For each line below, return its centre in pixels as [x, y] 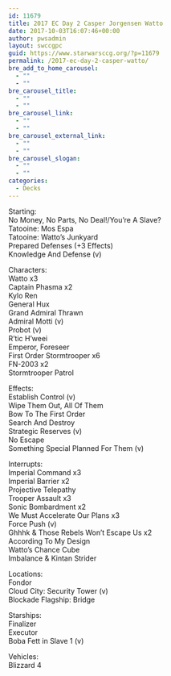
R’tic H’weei [28, 338]
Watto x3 [23, 278]
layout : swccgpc [35, 46]
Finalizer [22, 624]
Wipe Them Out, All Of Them [56, 405]
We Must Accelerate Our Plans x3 [64, 515]
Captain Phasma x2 [41, 286]
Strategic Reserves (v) [45, 431]
